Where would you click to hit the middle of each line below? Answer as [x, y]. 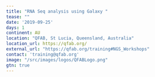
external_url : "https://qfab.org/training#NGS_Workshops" [78, 49]
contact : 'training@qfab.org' [43, 54]
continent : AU [23, 33]
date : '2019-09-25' [30, 22]
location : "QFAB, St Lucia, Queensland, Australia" [70, 38]
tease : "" [18, 17]
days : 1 [15, 27]
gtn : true [18, 65]
